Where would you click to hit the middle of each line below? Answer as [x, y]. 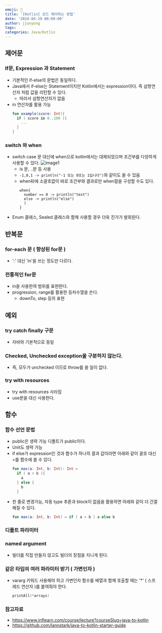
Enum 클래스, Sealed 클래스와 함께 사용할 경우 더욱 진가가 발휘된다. [76, 217]
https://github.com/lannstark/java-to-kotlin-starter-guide [69, 625]
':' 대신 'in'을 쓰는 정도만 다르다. [42, 261]
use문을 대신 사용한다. [33, 398]
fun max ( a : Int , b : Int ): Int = [45, 469]
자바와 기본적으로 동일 [33, 342]
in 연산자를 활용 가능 [31, 104]
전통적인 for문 [21, 274]
